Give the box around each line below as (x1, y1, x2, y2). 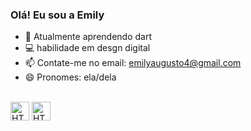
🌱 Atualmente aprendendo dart (24, 31, 152, 43)
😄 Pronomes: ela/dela (24, 71, 117, 83)
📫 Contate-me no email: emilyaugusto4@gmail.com (24, 57, 242, 69)
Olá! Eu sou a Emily (10, 8, 105, 22)
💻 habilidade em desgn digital (24, 42, 151, 54)
